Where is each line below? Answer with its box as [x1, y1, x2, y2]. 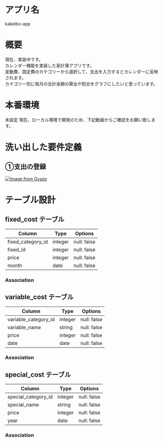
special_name [7, 402, 39, 408]
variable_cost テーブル [5, 293, 74, 301]
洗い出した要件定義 [5, 142, 82, 153]
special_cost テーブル [5, 370, 72, 379]
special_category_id [7, 393, 53, 400]
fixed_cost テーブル [5, 215, 65, 224]
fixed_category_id [7, 238, 48, 245]
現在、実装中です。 [5, 57, 43, 62]
